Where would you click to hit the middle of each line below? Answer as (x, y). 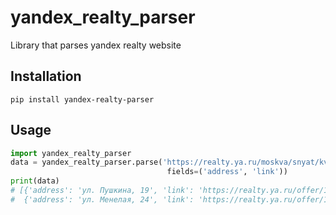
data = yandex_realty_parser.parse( (86, 162)
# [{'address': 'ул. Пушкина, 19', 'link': (102, 191)
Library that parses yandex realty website (96, 45)
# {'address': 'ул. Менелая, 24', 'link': (102, 199)
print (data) (35, 181)
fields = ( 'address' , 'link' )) (227, 172)
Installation (46, 76)
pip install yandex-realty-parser (82, 99)
